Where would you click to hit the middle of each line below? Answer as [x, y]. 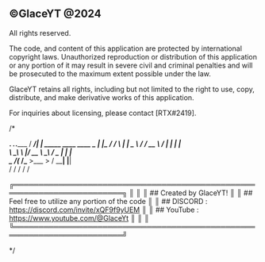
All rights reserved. [40, 33]
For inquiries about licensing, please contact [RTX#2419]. [103, 113]
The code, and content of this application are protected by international [126, 48]
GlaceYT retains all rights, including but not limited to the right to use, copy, [132, 89]
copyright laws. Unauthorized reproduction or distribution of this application [133, 56]
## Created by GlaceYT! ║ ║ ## [201, 193]
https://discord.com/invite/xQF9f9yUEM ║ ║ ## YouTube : [104, 210]
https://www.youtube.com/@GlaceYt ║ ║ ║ [79, 218]
